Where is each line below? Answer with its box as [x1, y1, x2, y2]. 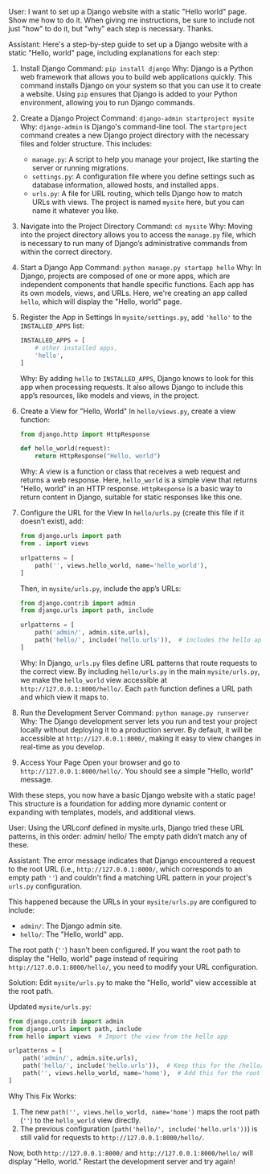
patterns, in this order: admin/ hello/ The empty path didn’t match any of [8, 831, 247, 841]
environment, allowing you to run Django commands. [19, 98, 195, 107]
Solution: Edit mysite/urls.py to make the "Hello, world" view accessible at [8, 977, 257, 987]
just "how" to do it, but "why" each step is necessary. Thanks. [8, 24, 214, 33]
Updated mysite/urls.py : [8, 1001, 92, 1012]
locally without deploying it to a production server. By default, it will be [19, 725, 253, 734]
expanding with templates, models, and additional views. [8, 807, 196, 817]
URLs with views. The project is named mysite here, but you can [31, 197, 245, 207]
